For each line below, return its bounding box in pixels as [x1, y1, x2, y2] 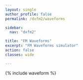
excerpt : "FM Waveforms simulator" [5, 43, 79, 48]
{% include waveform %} [5, 70, 57, 76]
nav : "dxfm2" [9, 30, 37, 35]
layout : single [5, 7, 37, 12]
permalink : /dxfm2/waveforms [5, 16, 65, 21]
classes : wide [5, 52, 35, 57]
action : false [5, 48, 35, 53]
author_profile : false [5, 12, 52, 17]
